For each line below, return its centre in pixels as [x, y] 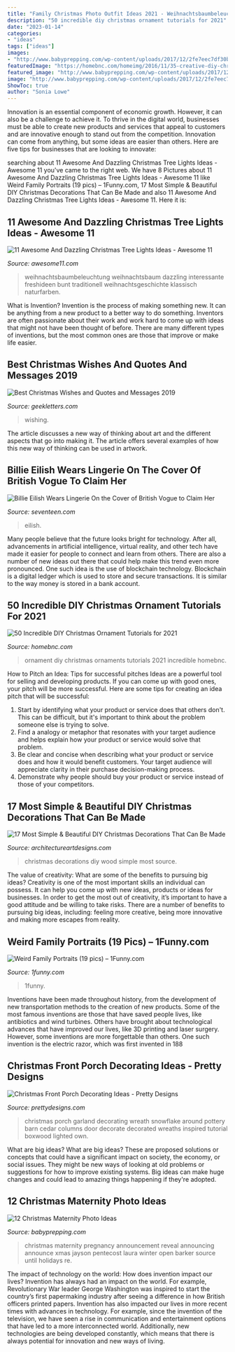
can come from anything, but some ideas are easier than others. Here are [113, 142]
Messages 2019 [43, 376]
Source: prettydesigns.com [46, 1107]
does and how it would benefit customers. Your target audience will [114, 762]
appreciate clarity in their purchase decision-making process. [106, 770]
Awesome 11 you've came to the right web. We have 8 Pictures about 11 [110, 170]
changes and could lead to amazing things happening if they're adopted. [112, 1179]
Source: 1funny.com [36, 972]
